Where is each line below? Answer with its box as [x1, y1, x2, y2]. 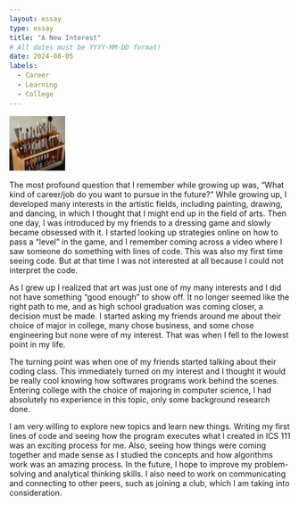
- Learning [17, 80, 58, 89]
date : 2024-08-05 [9, 52, 74, 62]
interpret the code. [9, 265, 79, 276]
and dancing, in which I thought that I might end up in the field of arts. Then [9, 208, 287, 219]
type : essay [9, 23, 54, 33]
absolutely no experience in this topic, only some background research [9, 394, 270, 405]
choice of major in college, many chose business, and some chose [9, 320, 254, 331]
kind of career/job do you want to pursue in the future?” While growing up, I [9, 189, 287, 200]
